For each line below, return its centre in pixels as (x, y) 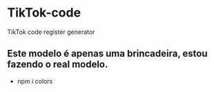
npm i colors (35, 81)
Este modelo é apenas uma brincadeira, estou (107, 54)
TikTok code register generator (51, 32)
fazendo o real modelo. (58, 65)
